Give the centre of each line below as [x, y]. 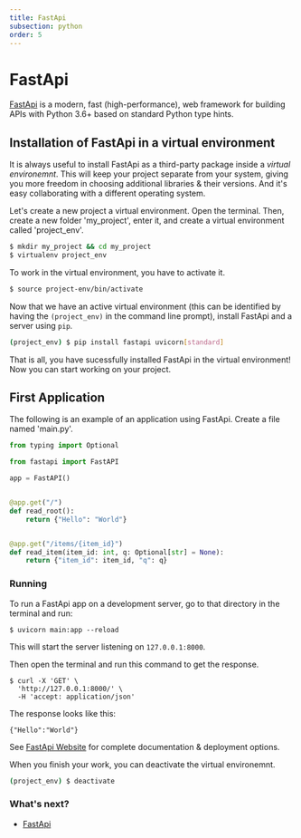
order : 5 [26, 34]
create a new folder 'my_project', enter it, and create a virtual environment [147, 221]
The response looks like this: [62, 713]
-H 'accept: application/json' [76, 697]
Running [28, 583]
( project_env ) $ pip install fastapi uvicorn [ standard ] [117, 342]
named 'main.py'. [42, 429]
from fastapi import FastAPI [64, 462]
